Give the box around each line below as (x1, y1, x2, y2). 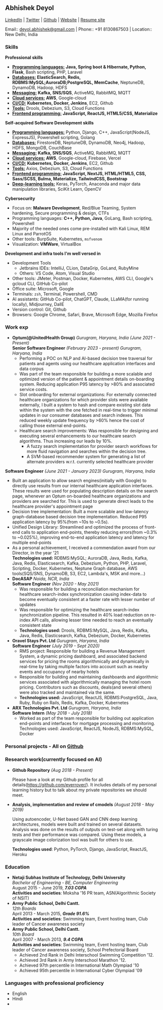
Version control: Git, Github (12, 306, 67, 313)
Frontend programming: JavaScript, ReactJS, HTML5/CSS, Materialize (12, 110, 158, 116)
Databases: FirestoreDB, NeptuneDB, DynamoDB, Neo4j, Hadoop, (12, 140, 145, 145)
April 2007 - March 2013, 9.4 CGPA (12, 936, 84, 942)
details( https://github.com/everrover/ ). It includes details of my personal (12, 781, 157, 787)
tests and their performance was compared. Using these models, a (12, 832, 146, 837)
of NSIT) (12, 895, 29, 901)
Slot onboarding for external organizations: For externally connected (19, 391, 157, 398)
